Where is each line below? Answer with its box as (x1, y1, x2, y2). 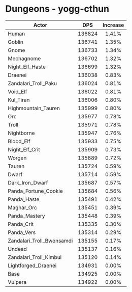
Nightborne (8, 129, 35, 137)
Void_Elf (8, 88, 27, 95)
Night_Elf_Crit (8, 146, 41, 153)
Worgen (8, 154, 27, 161)
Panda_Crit (8, 220, 34, 227)
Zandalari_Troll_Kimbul (8, 253, 62, 260)
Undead (8, 245, 27, 252)
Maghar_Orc (8, 204, 37, 211)
